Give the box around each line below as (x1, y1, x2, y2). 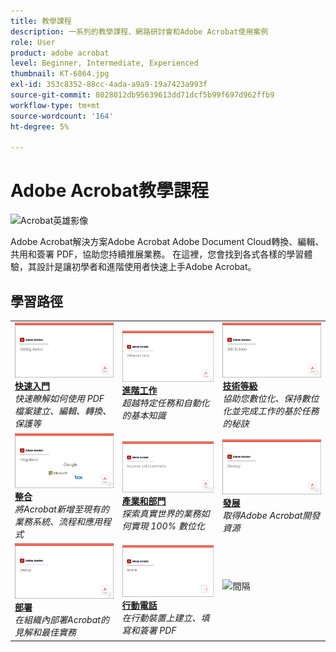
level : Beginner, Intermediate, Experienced (10, 58, 199, 69)
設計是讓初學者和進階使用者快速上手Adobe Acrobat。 (36, 261, 257, 273)
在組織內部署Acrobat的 (14, 614, 110, 626)
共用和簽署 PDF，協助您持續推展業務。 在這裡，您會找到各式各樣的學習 (10, 248, 305, 260)
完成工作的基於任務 (239, 405, 320, 417)
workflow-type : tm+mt (10, 100, 101, 110)
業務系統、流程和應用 (14, 516, 103, 528)
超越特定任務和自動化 (121, 397, 210, 409)
